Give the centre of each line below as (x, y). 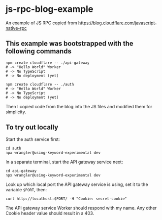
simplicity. (16, 112)
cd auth (14, 148)
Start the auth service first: (33, 139)
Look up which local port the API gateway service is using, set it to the (77, 184)
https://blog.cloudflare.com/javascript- (117, 23)
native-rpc (16, 28)
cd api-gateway (21, 171)
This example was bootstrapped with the (69, 44)
